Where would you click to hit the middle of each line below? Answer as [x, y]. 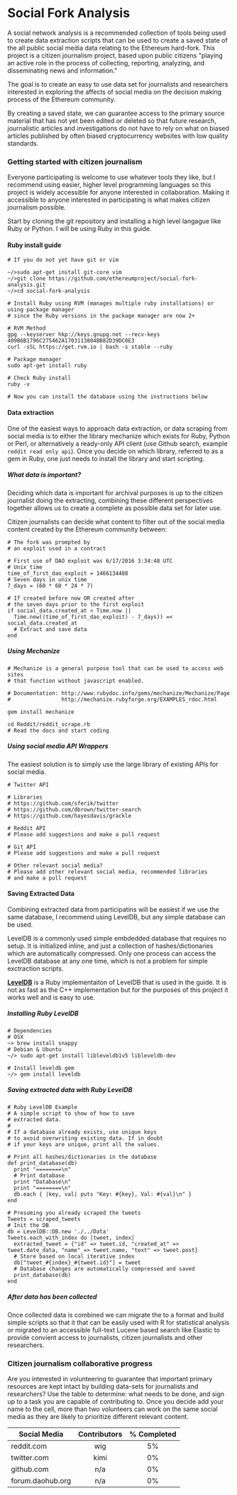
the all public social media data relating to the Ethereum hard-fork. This [111, 48]
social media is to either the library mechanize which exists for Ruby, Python [119, 436]
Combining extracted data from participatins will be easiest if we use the [113, 909]
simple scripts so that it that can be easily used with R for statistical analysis [118, 1322]
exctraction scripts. [35, 968]
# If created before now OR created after [71, 598]
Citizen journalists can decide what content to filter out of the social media [116, 522]
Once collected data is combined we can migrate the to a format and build [116, 1315]
